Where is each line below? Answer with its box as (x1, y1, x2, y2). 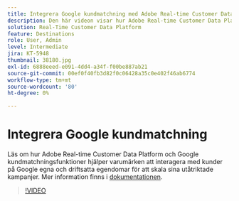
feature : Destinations (7, 30, 75, 38)
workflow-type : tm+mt (7, 76, 72, 84)
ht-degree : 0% (7, 89, 50, 97)
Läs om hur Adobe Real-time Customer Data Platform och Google (7, 150, 199, 158)
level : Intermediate (7, 43, 69, 50)
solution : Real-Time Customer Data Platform (7, 23, 142, 31)
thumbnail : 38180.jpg (7, 57, 72, 64)
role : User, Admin (7, 37, 62, 44)
